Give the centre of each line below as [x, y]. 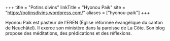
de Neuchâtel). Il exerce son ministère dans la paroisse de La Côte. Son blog [85, 28]
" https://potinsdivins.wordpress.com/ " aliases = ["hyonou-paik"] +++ [78, 13]
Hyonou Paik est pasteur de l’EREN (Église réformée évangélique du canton [84, 23]
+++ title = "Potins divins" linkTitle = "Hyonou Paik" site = [65, 7]
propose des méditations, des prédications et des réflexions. [69, 33]
